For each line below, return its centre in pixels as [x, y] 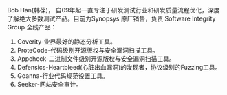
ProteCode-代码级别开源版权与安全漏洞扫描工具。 [88, 50]
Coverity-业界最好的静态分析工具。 [67, 42]
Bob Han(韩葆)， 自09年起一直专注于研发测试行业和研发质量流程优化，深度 [113, 10]
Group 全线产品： [32, 27]
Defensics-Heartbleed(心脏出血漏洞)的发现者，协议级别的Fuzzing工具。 [119, 67]
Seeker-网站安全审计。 [50, 84]
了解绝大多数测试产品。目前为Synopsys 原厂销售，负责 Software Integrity [111, 18]
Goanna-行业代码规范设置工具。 [63, 76]
